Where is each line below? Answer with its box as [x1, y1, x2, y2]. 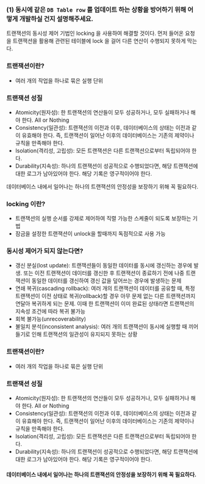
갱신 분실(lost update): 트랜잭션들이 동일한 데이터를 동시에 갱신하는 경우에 [15, 262, 192, 269]
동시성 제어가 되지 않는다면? [6, 247, 84, 255]
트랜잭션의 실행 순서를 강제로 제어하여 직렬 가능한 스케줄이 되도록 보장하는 [15, 215, 192, 222]
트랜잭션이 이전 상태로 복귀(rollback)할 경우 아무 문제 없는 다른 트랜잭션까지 [15, 292, 196, 300]
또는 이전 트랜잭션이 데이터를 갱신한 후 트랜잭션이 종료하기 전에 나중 [23, 269, 185, 277]
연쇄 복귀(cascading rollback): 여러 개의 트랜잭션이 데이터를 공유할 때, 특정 [15, 285, 195, 292]
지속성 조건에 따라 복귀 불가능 [15, 308, 85, 315]
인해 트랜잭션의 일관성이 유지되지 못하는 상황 [31, 330, 138, 338]
